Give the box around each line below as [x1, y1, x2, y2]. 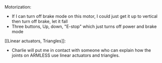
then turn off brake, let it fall [11, 19, 68, 24]
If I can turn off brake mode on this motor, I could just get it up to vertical [11, 13, 158, 19]
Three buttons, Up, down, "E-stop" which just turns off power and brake [11, 24, 157, 29]
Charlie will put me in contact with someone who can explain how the [11, 48, 151, 53]
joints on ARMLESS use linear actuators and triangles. [11, 52, 120, 58]
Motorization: [4, 4, 31, 10]
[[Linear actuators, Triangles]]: [4, 38, 66, 44]
